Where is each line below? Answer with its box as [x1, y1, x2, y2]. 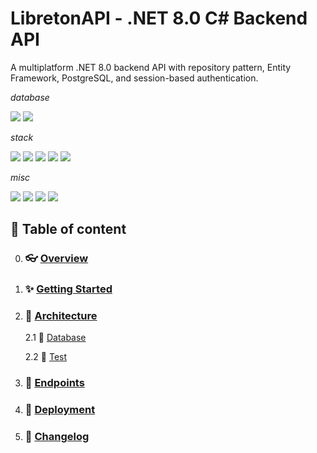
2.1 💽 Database [24, 332, 87, 344]
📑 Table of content [10, 221, 127, 238]
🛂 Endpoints [24, 376, 85, 390]
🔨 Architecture [24, 309, 98, 323]
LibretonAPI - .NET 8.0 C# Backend [10, 7, 308, 30]
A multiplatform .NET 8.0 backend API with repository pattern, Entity [10, 61, 292, 73]
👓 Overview [24, 252, 89, 266]
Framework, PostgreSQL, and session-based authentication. [10, 72, 259, 84]
